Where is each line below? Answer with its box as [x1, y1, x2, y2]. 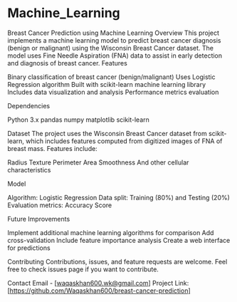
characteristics [7, 165, 51, 174]
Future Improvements [7, 214, 70, 223]
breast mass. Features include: [7, 144, 98, 152]
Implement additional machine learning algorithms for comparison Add [7, 228, 214, 236]
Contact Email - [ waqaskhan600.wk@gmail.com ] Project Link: [7, 278, 189, 287]
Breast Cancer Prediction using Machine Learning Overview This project [7, 28, 219, 37]
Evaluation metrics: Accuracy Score [7, 201, 112, 209]
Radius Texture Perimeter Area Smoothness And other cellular [7, 158, 189, 167]
